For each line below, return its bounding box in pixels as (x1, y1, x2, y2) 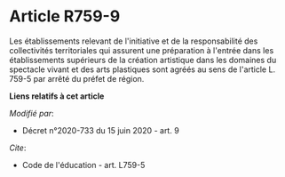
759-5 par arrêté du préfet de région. (9, 73, 145, 84)
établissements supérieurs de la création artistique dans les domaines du (9, 54, 277, 65)
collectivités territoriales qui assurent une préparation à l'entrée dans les (9, 44, 274, 55)
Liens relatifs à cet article (9, 91, 105, 101)
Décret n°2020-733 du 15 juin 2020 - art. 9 (21, 125, 179, 135)
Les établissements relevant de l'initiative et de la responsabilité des (9, 36, 258, 46)
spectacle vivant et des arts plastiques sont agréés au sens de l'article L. (9, 64, 276, 75)
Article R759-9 (9, 6, 121, 27)
